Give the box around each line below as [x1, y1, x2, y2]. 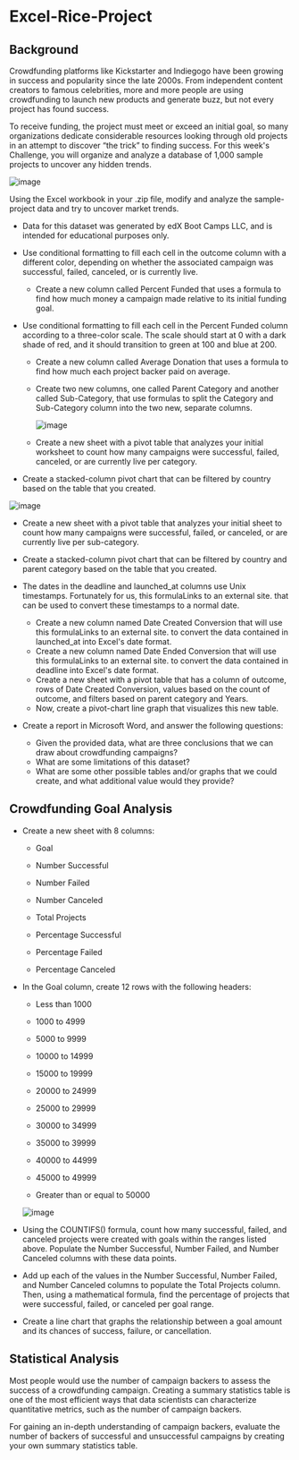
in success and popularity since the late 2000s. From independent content [9, 75, 284, 86]
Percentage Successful [35, 929, 122, 940]
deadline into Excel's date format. [35, 665, 159, 675]
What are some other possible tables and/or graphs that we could [35, 766, 278, 776]
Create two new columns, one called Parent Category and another [35, 383, 279, 394]
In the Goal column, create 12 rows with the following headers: [21, 981, 252, 992]
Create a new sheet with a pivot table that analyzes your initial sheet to [21, 517, 283, 528]
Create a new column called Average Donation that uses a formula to [35, 356, 288, 367]
